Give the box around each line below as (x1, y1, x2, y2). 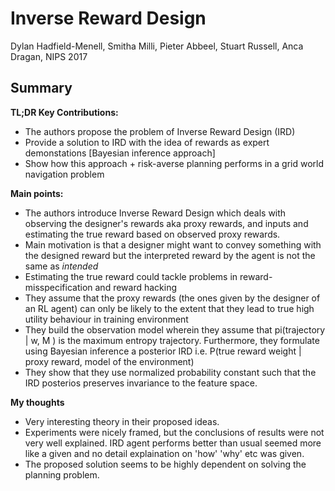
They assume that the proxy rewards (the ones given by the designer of (24, 292, 321, 304)
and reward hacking (94, 281, 178, 293)
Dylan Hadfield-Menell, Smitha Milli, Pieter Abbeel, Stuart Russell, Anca (10, 40, 304, 52)
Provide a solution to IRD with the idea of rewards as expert (24, 136, 270, 148)
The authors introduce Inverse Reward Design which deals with (24, 207, 287, 219)
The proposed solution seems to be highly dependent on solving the (24, 458, 307, 470)
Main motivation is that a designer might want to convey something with (24, 238, 322, 251)
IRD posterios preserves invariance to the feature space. (24, 377, 258, 389)
